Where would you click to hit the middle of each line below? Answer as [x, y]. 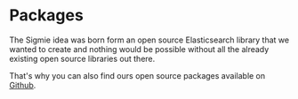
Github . [23, 85]
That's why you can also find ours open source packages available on [137, 75]
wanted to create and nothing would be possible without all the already [139, 49]
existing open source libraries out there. [82, 58]
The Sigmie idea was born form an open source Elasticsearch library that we [149, 40]
